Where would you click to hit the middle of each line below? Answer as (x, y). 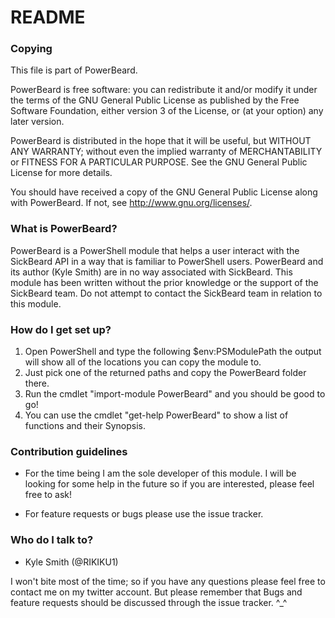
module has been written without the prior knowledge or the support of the (164, 282)
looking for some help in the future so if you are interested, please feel (169, 484)
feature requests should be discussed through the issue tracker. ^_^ (149, 602)
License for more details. (61, 173)
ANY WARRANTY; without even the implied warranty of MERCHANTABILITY (166, 152)
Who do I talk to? (52, 540)
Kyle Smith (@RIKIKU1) (71, 562)
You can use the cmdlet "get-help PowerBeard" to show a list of (156, 415)
